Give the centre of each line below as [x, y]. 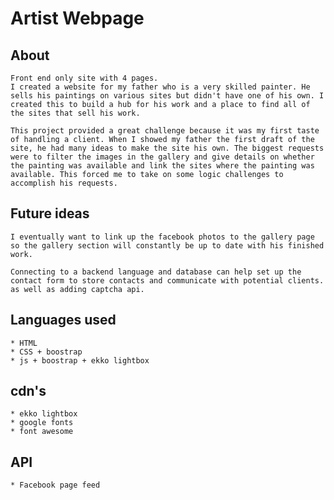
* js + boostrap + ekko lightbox [80, 360]
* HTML [24, 343]
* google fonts [42, 423]
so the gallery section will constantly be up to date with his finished [167, 245]
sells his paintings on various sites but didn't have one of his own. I [167, 96]
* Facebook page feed [55, 485]
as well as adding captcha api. [77, 289]
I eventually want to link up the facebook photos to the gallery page [162, 237]
